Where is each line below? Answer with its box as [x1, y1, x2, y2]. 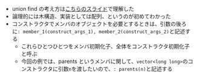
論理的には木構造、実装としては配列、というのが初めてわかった [11, 13, 171, 20]
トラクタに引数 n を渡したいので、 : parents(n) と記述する [31, 65, 173, 72]
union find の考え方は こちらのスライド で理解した [11, 5, 134, 12]
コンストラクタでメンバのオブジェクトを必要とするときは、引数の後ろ [11, 20, 187, 27]
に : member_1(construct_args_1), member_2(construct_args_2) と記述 [11, 28, 186, 35]
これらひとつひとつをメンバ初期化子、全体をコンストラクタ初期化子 [21, 43, 190, 50]
